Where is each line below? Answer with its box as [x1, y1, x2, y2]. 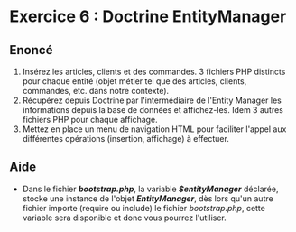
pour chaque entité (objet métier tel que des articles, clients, [22, 76, 247, 87]
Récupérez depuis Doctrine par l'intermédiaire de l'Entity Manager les [22, 95, 282, 106]
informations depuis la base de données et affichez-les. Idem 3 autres [22, 105, 284, 115]
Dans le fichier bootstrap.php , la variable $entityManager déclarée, [22, 183, 279, 194]
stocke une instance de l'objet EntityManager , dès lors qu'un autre [22, 192, 273, 204]
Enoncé [9, 42, 53, 58]
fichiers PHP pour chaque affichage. [22, 115, 158, 125]
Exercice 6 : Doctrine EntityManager [9, 6, 287, 27]
